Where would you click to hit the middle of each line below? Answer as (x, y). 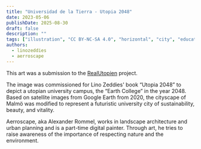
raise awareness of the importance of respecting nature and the (85, 134)
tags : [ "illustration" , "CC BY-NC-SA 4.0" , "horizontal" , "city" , (91, 39)
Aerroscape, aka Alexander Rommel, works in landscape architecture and (97, 121)
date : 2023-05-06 (28, 17)
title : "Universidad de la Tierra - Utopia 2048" (69, 12)
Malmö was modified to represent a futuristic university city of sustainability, (100, 103)
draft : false (22, 28)
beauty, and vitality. (31, 110)
